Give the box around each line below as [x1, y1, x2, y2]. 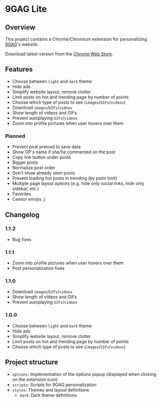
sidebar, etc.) [12, 186, 39, 192]
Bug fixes [12, 236, 32, 242]
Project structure [5, 358, 58, 366]
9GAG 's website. [5, 41, 39, 47]
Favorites [12, 191, 31, 197]
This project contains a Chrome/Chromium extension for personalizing [5, 36, 147, 42]
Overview [5, 23, 36, 32]
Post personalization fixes [12, 265, 65, 271]
